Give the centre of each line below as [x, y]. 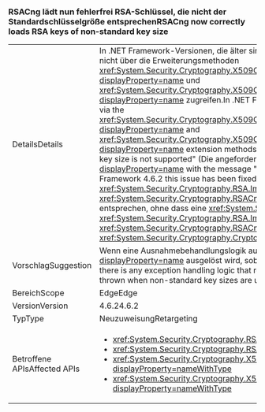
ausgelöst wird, [214, 261]
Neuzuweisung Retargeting [149, 319]
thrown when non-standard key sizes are [175, 280]
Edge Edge [118, 293]
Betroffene [32, 359]
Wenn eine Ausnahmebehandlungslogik [173, 251]
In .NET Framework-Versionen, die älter [173, 51]
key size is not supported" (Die [156, 159]
